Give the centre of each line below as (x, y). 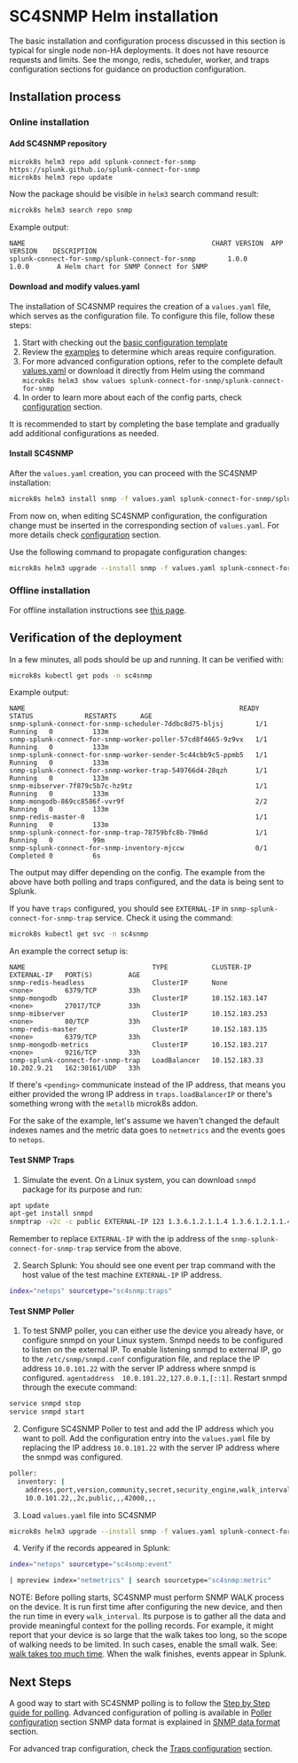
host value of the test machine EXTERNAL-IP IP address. (122, 1275)
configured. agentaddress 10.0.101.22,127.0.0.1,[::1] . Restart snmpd (155, 1378)
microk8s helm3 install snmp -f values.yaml (93, 498)
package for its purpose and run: (82, 1189)
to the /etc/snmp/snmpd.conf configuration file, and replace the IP (141, 1359)
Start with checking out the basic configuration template (125, 342)
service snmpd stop (45, 1404)
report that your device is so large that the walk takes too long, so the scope (148, 1635)
